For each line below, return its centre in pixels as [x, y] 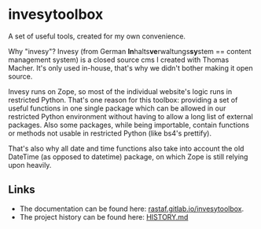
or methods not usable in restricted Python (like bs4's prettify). [110, 133]
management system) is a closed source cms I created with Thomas [119, 60]
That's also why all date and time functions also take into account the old [126, 148]
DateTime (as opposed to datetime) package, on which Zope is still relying [128, 156]
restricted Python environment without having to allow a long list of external [130, 116]
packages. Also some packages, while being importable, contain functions [129, 125]
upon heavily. [30, 165]
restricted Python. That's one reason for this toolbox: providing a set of [123, 100]
